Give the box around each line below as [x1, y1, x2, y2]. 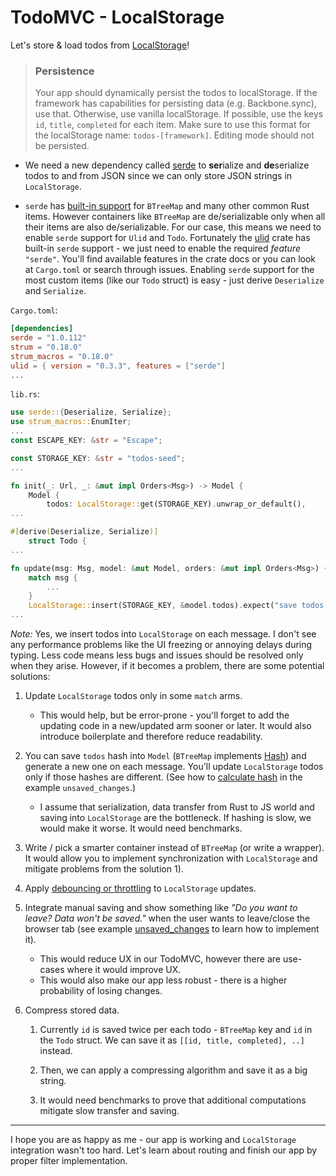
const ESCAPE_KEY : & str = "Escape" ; [10, 436, 163, 446]
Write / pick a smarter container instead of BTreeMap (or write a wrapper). [24, 842, 325, 854]
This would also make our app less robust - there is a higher [39, 974, 288, 986]
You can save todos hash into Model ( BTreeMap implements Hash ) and [24, 750, 307, 762]
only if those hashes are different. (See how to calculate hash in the [24, 771, 303, 783]
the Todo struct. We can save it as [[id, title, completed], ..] [39, 1034, 305, 1046]
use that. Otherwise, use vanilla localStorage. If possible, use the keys [34, 108, 324, 120]
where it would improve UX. [66, 964, 182, 976]
